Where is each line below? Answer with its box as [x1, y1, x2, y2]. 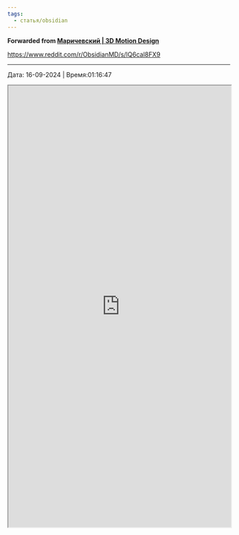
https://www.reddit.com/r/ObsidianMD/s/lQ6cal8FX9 [7, 50, 161, 59]
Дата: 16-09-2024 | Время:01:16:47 [7, 70, 112, 78]
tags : [7, 10, 23, 18]
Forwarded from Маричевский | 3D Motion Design [7, 36, 159, 45]
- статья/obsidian [13, 17, 69, 24]
